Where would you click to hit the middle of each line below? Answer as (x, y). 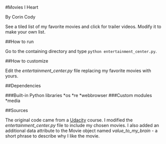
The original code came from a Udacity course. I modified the (69, 120)
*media (13, 100)
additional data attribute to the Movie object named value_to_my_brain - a (81, 130)
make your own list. (25, 32)
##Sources (17, 110)
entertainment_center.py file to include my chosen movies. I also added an (82, 125)
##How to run (20, 41)
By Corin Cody (20, 17)
